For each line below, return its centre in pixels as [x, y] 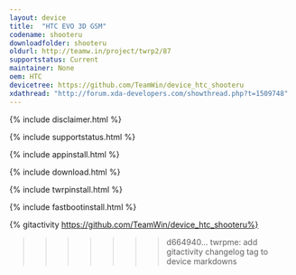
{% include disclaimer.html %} [65, 119]
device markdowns [202, 261]
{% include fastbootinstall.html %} [73, 207]
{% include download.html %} [65, 172]
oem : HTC [26, 77]
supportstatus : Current [54, 60]
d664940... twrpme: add [212, 242]
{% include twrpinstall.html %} [66, 189]
